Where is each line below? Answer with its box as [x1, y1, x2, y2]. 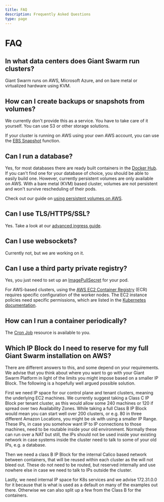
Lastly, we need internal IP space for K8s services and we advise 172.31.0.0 [5, 477, 158, 483]
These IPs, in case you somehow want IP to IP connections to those [5, 421, 142, 427]
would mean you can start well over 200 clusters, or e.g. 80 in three [5, 411, 142, 417]
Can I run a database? [5, 152, 73, 160]
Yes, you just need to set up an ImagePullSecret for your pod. [5, 277, 129, 283]
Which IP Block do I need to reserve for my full [5, 344, 148, 352]
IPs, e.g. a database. [5, 442, 47, 448]
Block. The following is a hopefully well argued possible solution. [5, 380, 136, 386]
